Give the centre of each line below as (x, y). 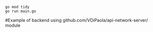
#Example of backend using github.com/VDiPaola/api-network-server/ (77, 20)
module (13, 25)
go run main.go (21, 11)
